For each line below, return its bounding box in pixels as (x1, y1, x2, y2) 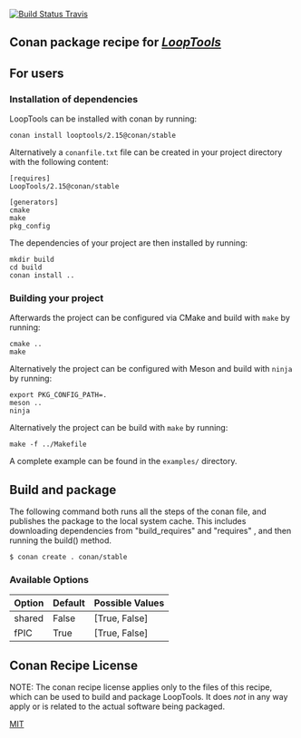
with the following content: (9, 157, 109, 168)
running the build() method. (9, 535, 112, 546)
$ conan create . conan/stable (9, 553, 128, 562)
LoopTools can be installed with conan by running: (9, 113, 198, 124)
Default (53, 597, 86, 609)
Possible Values (93, 597, 165, 609)
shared (14, 612, 44, 625)
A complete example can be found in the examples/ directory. (9, 456, 238, 467)
